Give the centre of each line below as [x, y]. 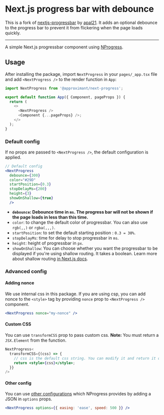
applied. [13, 157]
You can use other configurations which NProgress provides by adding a [78, 394]
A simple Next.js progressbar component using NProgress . [64, 47]
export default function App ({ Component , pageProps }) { [65, 97]
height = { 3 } [20, 194]
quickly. [13, 33]
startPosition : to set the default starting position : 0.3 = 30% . [74, 233]
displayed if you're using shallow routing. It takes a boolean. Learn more [84, 253]
